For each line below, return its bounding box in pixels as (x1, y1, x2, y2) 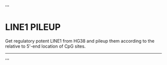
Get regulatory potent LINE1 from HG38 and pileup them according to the (5, 38, 155, 44)
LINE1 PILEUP (5, 22, 61, 33)
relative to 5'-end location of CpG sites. (5, 43, 86, 49)
